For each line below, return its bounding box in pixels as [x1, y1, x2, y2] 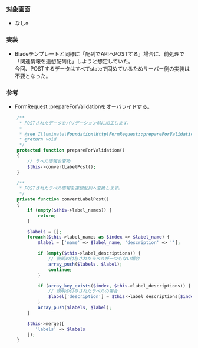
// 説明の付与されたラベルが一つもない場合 [48, 256, 140, 262]
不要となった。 [14, 72, 51, 79]
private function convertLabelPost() [16, 196, 110, 202]
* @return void [19, 136, 57, 142]
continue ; [48, 266, 72, 273]
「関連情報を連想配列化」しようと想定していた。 [14, 58, 134, 65]
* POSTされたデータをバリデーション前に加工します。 [19, 120, 131, 126]
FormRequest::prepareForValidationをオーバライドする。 [14, 103, 153, 110]
